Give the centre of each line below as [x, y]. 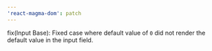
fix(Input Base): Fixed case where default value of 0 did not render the [106, 33]
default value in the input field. [50, 40]
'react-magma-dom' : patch [44, 13]
